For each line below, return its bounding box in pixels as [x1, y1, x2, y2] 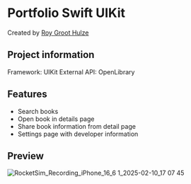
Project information [7, 49, 95, 61]
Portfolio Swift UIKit [7, 5, 126, 21]
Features [7, 88, 47, 100]
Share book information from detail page [17, 122, 137, 130]
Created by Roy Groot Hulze [7, 28, 89, 37]
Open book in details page [17, 115, 95, 123]
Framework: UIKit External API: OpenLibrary [7, 67, 135, 76]
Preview [7, 150, 45, 162]
